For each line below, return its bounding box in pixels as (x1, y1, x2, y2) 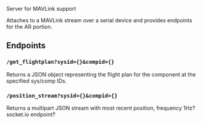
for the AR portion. (6, 23, 53, 30)
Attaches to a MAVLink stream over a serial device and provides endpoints (6, 17, 192, 23)
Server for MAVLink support (6, 5, 76, 12)
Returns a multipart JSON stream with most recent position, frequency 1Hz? (6, 104, 195, 111)
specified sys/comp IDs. (6, 77, 67, 84)
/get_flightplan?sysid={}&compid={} (6, 58, 115, 66)
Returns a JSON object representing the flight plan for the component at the (6, 70, 196, 78)
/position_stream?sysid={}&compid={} (6, 92, 118, 99)
